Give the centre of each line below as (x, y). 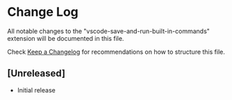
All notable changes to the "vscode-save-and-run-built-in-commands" (109, 31)
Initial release (36, 90)
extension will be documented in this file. (66, 38)
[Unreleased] (36, 73)
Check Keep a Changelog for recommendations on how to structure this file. (116, 52)
